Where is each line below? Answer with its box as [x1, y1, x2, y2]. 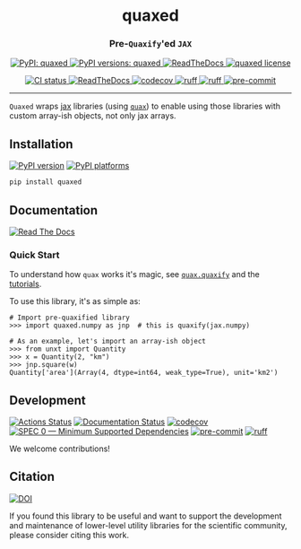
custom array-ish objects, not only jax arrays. [9, 110, 176, 121]
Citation [9, 469, 56, 484]
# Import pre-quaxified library [9, 313, 130, 323]
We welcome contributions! [9, 443, 110, 454]
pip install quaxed [9, 178, 82, 187]
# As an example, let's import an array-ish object [9, 337, 206, 346]
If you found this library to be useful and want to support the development [9, 510, 282, 521]
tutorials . [9, 279, 42, 290]
